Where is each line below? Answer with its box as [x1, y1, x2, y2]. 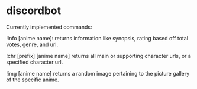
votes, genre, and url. [6, 41, 58, 48]
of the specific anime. [6, 76, 59, 83]
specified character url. [6, 59, 63, 66]
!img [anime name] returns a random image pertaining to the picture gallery [6, 70, 190, 77]
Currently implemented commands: [6, 23, 92, 30]
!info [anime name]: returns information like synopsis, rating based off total [6, 35, 188, 42]
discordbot [6, 4, 62, 18]
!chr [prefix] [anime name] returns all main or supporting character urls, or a [6, 52, 191, 59]
